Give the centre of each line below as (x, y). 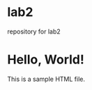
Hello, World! (46, 60)
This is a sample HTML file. (46, 79)
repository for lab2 (34, 31)
